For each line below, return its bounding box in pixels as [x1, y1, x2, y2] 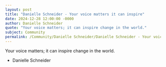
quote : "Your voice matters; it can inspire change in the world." [5, 25, 147, 30]
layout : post [5, 7, 32, 12]
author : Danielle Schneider [5, 21, 63, 26]
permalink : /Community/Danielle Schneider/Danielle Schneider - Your [5, 35, 152, 40]
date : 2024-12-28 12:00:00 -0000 [5, 16, 74, 21]
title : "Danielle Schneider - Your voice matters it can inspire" [5, 12, 145, 17]
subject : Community [5, 30, 45, 35]
